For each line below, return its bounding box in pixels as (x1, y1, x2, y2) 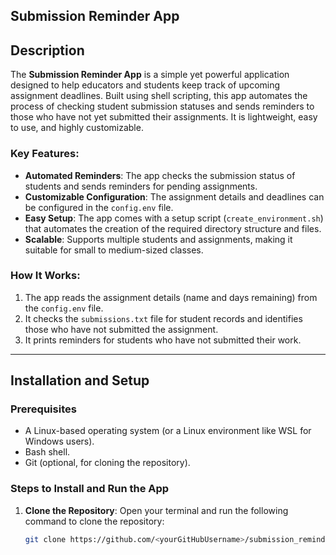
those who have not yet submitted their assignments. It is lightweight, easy (10, 111, 318, 123)
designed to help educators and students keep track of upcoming (10, 79, 281, 91)
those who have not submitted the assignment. (24, 323, 219, 335)
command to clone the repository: (24, 515, 165, 527)
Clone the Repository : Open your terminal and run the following (24, 504, 289, 516)
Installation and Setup (10, 372, 150, 389)
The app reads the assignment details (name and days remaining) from (24, 291, 318, 303)
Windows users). (24, 435, 95, 448)
